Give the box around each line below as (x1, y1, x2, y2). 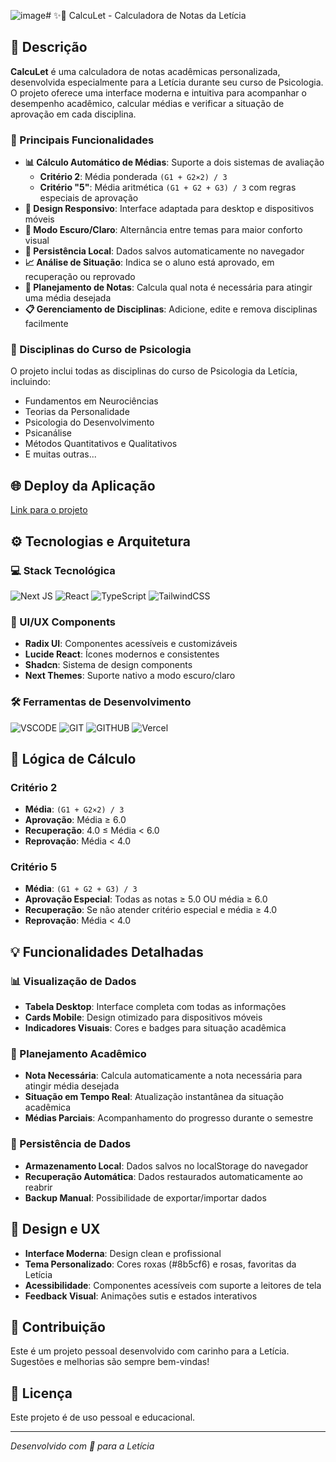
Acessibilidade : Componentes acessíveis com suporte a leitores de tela (24, 1279, 322, 1291)
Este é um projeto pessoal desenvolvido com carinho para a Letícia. (10, 1345, 290, 1357)
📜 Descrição (10, 39, 88, 56)
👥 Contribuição (10, 1318, 106, 1335)
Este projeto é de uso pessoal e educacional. (10, 1411, 196, 1424)
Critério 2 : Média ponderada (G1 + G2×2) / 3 (39, 171, 228, 183)
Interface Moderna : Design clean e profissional (24, 1247, 222, 1259)
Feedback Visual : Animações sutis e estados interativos (24, 1290, 258, 1302)
